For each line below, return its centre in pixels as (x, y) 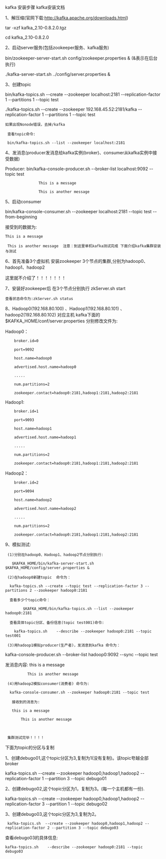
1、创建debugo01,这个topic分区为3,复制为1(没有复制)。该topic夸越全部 (77, 758)
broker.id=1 (26, 411)
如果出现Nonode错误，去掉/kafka (35, 124)
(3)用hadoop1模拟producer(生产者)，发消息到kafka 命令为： (64, 645)
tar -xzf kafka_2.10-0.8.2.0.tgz (36, 28)
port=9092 (24, 350)
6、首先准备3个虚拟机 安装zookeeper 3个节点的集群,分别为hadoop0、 (77, 261)
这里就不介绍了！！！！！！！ (35, 278)
